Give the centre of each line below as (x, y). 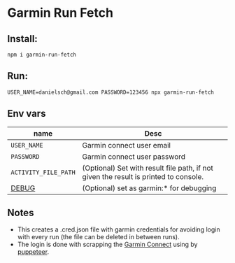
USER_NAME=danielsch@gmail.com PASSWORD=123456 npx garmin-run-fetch (111, 92)
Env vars (27, 114)
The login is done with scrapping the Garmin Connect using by (107, 244)
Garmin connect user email (127, 145)
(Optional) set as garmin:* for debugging (149, 188)
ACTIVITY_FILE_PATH (43, 172)
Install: (23, 39)
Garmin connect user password (134, 157)
